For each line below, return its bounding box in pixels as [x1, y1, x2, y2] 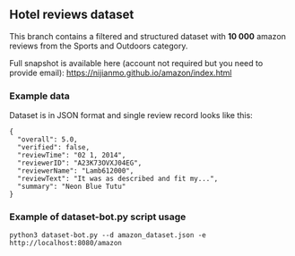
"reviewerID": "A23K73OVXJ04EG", [17, 158, 143, 168]
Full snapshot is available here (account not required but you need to [9, 57, 264, 68]
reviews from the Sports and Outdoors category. [9, 40, 188, 51]
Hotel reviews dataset [9, 7, 134, 22]
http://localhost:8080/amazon [9, 239, 123, 248]
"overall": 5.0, [17, 135, 78, 144]
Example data [9, 90, 70, 102]
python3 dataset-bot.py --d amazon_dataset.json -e [9, 231, 206, 240]
